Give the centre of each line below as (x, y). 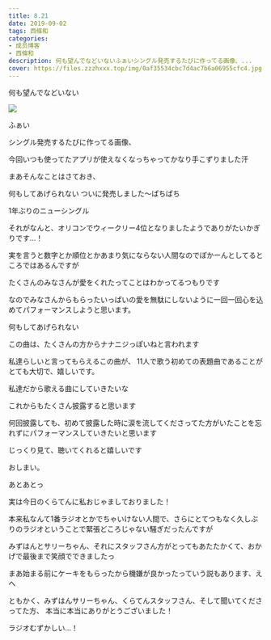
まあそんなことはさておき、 (54, 176)
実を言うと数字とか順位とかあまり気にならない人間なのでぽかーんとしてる (132, 255)
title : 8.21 (28, 16)
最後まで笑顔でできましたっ (68, 556)
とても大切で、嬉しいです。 (54, 371)
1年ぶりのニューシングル (49, 210)
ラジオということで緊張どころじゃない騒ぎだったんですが (118, 528)
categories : (28, 38)
